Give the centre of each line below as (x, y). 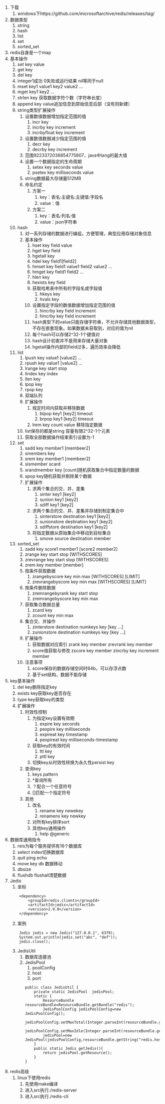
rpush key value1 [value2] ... (54, 363)
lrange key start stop (46, 368)
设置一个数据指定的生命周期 (53, 161)
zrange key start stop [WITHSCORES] (63, 554)
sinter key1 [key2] (58, 494)
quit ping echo (32, 858)
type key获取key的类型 (41, 700)
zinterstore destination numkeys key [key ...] (78, 627)
